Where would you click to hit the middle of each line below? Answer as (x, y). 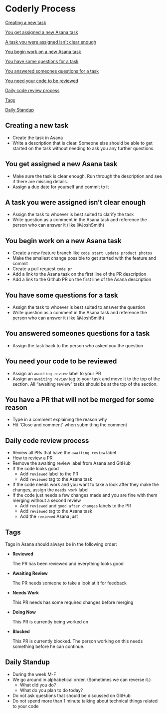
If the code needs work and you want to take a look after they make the (85, 485)
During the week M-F (34, 674)
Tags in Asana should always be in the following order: (61, 544)
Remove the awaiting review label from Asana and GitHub (72, 463)
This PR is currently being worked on (50, 622)
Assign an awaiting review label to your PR (57, 373)
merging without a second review (47, 500)
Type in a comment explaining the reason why (60, 420)
